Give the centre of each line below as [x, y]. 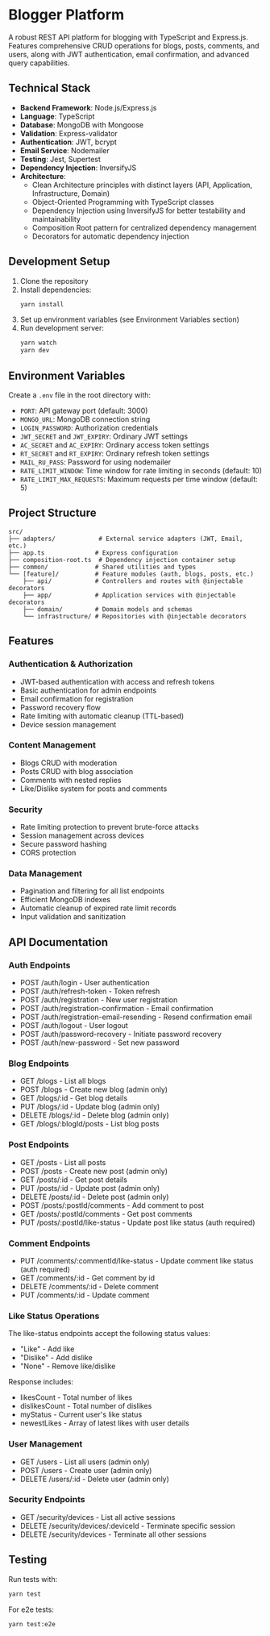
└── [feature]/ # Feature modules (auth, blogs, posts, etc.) [131, 574]
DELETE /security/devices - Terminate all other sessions [113, 1534]
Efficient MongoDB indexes [65, 900]
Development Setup [59, 262]
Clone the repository [54, 281]
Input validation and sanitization [73, 917]
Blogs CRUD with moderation [69, 763]
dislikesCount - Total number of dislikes [86, 1406]
